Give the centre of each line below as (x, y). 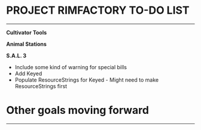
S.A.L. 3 (16, 55)
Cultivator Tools (27, 32)
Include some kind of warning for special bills (71, 67)
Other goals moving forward (78, 110)
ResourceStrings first (41, 86)
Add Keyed (28, 73)
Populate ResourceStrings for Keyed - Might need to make (87, 80)
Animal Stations (26, 44)
